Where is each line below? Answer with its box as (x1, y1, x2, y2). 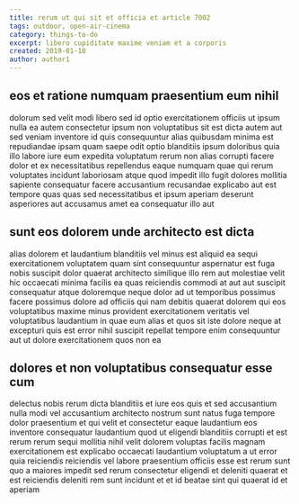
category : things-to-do (9, 30, 99, 39)
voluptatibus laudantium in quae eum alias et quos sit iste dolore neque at (9, 315, 282, 326)
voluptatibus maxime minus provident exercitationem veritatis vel (9, 305, 250, 316)
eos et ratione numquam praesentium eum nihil (9, 88, 279, 103)
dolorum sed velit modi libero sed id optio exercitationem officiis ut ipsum (9, 112, 280, 122)
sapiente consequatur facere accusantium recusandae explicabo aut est (9, 179, 277, 190)
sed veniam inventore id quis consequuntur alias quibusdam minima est (9, 131, 274, 142)
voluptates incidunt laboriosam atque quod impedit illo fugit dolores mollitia (9, 169, 287, 180)
